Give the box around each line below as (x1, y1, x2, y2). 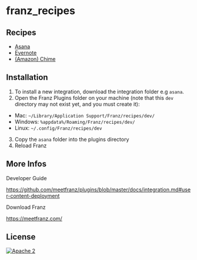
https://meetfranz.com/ (6, 215, 63, 222)
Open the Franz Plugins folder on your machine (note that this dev (14, 94, 173, 101)
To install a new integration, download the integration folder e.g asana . (14, 88, 184, 95)
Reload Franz (14, 142, 47, 149)
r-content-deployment (6, 192, 60, 199)
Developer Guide (6, 174, 47, 181)
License (6, 232, 36, 242)
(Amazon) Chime (14, 56, 56, 62)
